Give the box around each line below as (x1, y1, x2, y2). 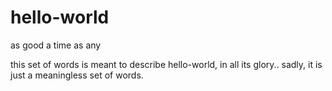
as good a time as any (10, 39, 102, 51)
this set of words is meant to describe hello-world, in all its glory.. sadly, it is (10, 58, 323, 70)
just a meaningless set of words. (10, 69, 144, 81)
